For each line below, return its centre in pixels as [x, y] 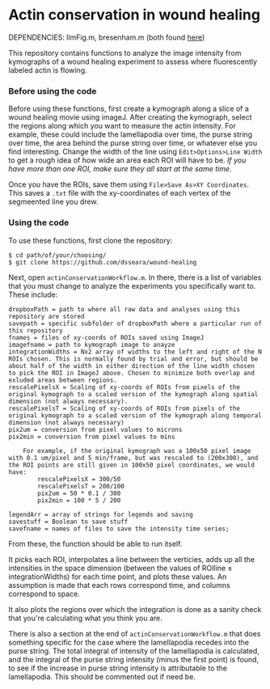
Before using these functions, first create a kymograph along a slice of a [129, 109]
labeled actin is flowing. [48, 70]
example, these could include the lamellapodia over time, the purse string [131, 134]
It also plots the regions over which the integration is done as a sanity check [135, 609]
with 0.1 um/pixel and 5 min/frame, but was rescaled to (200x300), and [133, 458]
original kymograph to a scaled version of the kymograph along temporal [135, 415]
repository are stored [46, 316]
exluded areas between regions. [63, 380]
